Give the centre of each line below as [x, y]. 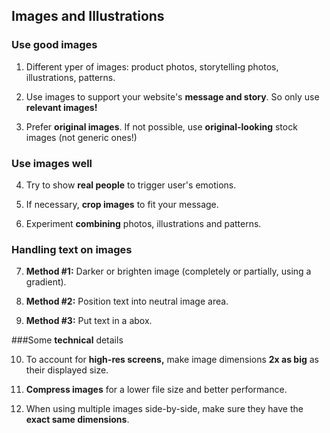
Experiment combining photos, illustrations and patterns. [143, 223]
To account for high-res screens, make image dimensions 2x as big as [172, 360]
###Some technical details [67, 340]
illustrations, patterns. [70, 77]
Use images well [52, 163]
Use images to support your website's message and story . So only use [172, 96]
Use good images [54, 45]
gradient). [46, 282]
